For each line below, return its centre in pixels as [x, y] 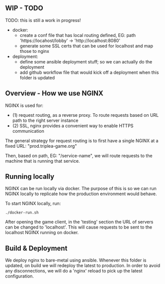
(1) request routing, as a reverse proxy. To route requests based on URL [85, 115]
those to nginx [35, 51]
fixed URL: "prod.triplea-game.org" [41, 146]
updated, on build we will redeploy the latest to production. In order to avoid [83, 266]
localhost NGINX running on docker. [42, 233]
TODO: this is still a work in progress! [43, 20]
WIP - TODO [24, 8]
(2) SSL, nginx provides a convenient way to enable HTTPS [73, 126]
